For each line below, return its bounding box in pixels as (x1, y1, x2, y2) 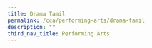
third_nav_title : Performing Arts (7, 30, 111, 37)
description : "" (7, 23, 56, 30)
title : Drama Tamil (7, 10, 66, 18)
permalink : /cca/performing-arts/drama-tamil (7, 17, 145, 24)
